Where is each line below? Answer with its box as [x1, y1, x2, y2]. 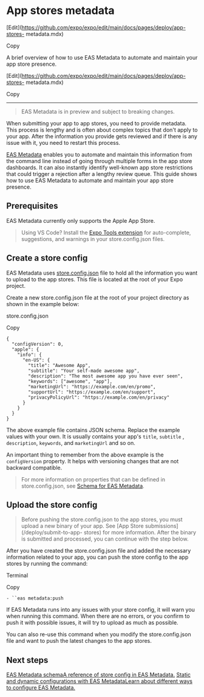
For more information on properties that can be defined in [21, 475, 166, 483]
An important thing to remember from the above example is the [6, 451, 164, 458]
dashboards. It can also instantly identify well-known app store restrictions [6, 164, 193, 171]
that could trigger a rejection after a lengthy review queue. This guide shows [6, 170, 197, 177]
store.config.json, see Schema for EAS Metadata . [21, 482, 144, 489]
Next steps [6, 655, 49, 665]
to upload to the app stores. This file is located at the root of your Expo [6, 275, 183, 283]
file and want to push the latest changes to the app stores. [6, 637, 152, 645]
